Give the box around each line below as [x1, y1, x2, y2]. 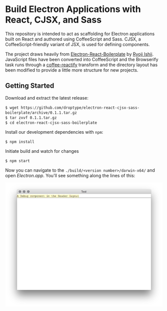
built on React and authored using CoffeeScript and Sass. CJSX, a [5, 36, 141, 42]
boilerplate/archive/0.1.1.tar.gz [5, 110, 77, 115]
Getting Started [5, 82, 54, 90]
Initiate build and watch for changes [5, 148, 79, 154]
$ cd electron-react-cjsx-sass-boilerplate [5, 120, 97, 125]
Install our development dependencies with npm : [5, 129, 103, 135]
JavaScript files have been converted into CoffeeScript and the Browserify [5, 56, 158, 62]
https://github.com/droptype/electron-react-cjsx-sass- [20, 105, 140, 110]
